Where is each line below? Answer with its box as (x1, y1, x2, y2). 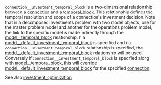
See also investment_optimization (5, 74, 72, 80)
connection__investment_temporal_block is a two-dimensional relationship (5, 4, 153, 10)
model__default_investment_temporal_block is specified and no (5, 40, 131, 45)
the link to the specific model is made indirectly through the (5, 30, 124, 35)
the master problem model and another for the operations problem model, (5, 24, 153, 30)
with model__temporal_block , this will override (5, 60, 97, 66)
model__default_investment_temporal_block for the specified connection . (5, 65, 151, 71)
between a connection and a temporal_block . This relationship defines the (5, 9, 153, 15)
